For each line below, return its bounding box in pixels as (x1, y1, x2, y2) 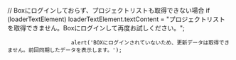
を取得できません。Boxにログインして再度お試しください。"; (7, 24, 185, 32)
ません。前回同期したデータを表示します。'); (7, 47, 122, 54)
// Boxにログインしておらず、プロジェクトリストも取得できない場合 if (7, 6, 210, 14)
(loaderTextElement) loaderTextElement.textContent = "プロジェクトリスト (7, 15, 226, 23)
